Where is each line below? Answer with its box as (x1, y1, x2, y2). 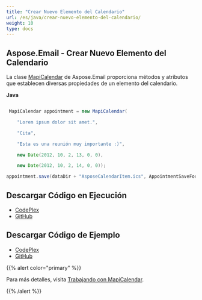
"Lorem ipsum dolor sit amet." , (17, 119, 98, 125)
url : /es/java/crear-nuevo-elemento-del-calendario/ (6, 14, 141, 20)
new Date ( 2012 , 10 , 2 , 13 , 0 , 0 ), (17, 152, 103, 158)
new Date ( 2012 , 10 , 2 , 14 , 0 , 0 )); (17, 163, 106, 169)
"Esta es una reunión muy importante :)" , (17, 141, 125, 147)
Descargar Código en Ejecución (6, 190, 127, 201)
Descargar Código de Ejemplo (6, 230, 120, 240)
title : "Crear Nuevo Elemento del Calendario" (6, 8, 125, 15)
